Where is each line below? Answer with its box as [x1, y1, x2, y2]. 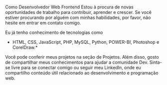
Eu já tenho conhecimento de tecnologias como [5, 29, 103, 36]
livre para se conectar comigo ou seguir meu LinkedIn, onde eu [11, 65, 141, 71]
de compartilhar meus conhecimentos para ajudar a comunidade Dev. [5, 59, 149, 66]
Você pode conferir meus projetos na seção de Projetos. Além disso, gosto [5, 54, 159, 60]
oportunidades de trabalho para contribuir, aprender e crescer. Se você [5, 9, 152, 15]
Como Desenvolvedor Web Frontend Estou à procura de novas [5, 4, 134, 10]
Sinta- [149, 59, 162, 66]
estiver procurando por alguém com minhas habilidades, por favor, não [5, 14, 151, 21]
